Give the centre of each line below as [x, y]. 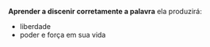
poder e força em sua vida [63, 35]
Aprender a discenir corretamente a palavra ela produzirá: [105, 11]
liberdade [35, 26]
